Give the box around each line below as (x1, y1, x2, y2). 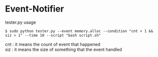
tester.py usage (5, 19, 36, 25)
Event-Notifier (5, 3, 64, 14)
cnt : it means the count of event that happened (5, 41, 101, 47)
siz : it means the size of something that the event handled (5, 46, 123, 52)
